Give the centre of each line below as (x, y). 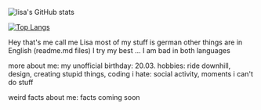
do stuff (21, 82)
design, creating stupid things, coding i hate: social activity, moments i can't (130, 74)
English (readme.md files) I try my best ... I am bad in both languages (120, 50)
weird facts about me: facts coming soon (74, 97)
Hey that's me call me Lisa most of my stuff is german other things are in (125, 42)
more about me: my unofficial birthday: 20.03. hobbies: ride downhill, (120, 66)
